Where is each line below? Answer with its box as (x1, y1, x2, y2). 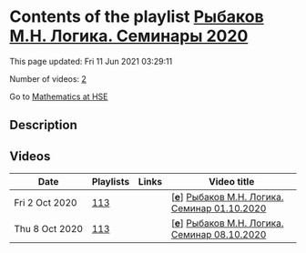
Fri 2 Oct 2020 (14, 197, 77, 209)
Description (9, 117, 77, 133)
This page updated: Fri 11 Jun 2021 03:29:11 (9, 56, 173, 66)
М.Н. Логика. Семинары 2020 (9, 25, 249, 46)
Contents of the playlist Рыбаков (9, 6, 264, 27)
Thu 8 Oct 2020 (14, 223, 84, 236)
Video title (208, 176, 255, 188)
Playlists (91, 176, 130, 188)
